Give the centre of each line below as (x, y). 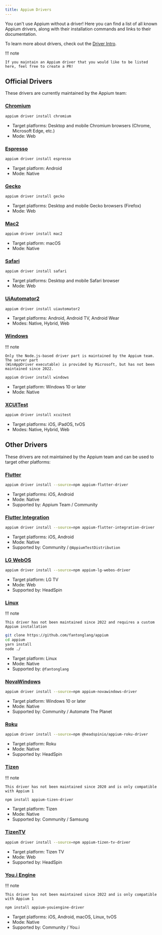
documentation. (21, 34)
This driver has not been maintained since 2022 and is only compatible (81, 894)
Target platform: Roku (34, 744)
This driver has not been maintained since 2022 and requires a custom (80, 622)
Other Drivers (26, 445)
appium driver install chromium (38, 116)
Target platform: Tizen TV (38, 852)
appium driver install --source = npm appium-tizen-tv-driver (68, 842)
